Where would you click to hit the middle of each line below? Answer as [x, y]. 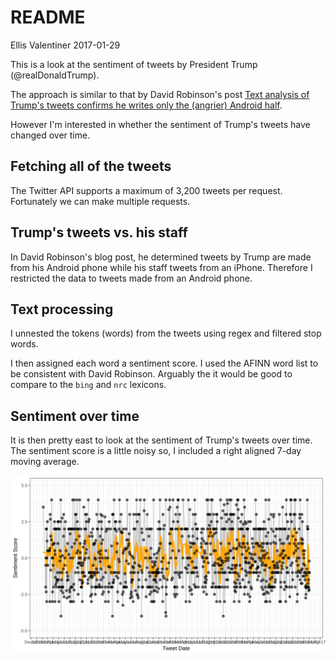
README [48, 17]
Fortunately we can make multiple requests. [100, 201]
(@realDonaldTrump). [55, 75]
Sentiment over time [75, 416]
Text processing [62, 309]
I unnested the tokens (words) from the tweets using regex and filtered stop [166, 333]
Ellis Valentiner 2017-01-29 [65, 45]
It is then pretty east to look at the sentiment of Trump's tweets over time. [161, 440]
